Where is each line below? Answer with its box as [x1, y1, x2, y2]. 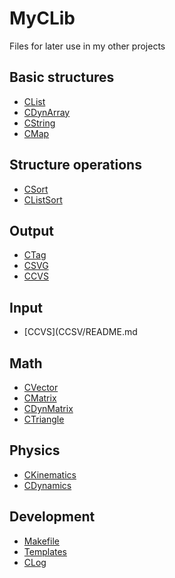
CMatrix [23, 392, 57, 404]
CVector [23, 382, 59, 393]
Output [9, 222, 54, 239]
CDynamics [23, 479, 72, 491]
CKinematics [23, 468, 77, 481]
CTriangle [23, 413, 65, 425]
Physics [9, 442, 61, 459]
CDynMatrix [23, 403, 74, 414]
